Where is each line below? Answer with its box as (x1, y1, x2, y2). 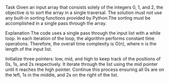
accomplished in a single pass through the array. (5, 20, 107, 26)
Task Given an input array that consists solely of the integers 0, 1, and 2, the (5, 5, 163, 10)
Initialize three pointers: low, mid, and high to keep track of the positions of (5, 56, 161, 62)
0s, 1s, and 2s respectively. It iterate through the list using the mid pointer (5, 61, 158, 67)
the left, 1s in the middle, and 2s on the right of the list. (5, 72, 119, 77)
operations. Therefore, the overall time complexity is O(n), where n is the (5, 41, 157, 47)
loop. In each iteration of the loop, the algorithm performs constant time (5, 35, 155, 41)
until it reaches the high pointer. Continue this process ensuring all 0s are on (5, 66, 164, 72)
